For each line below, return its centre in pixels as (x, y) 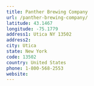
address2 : (19, 40)
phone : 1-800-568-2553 (35, 68)
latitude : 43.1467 (29, 23)
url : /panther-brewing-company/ (47, 18)
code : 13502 (21, 57)
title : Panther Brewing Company (47, 12)
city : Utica (21, 46)
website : (17, 74)
